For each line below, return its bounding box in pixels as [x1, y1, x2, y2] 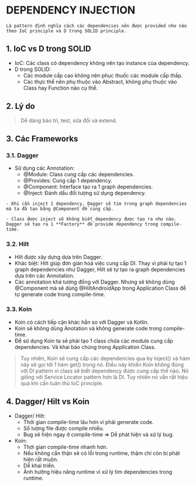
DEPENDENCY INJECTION [6, 4, 136, 17]
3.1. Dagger [6, 151, 39, 159]
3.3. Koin [6, 305, 32, 313]
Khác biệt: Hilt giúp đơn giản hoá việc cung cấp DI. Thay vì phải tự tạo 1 [14, 259, 187, 266]
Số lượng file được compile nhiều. [23, 425, 104, 432]
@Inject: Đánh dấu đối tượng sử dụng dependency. [23, 190, 146, 197]
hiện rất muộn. [23, 456, 59, 463]
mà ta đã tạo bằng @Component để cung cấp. [6, 206, 114, 212]
